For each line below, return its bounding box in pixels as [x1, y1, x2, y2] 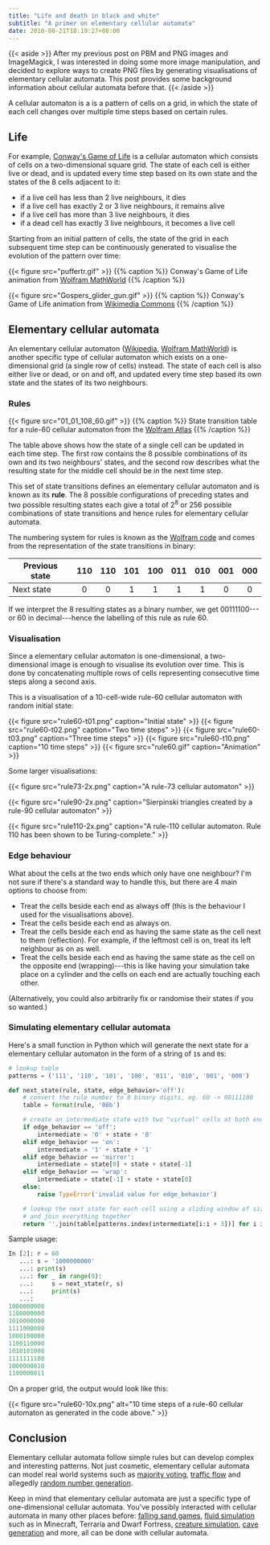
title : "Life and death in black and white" [8, 11, 160, 20]
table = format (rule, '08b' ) [22, 1102, 121, 1110]
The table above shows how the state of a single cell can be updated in [8, 440, 244, 450]
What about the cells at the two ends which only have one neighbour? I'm [8, 869, 252, 878]
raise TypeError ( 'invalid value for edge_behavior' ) [37, 1190, 218, 1198]
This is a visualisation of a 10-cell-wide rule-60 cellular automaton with [8, 693, 243, 702]
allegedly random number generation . [8, 1478, 133, 1488]
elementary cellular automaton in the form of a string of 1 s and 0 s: [8, 1048, 227, 1058]
